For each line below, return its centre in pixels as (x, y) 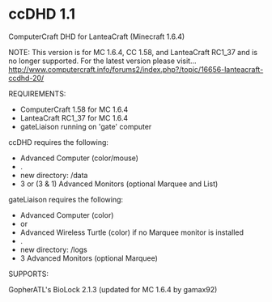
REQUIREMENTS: (37, 93)
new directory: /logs (53, 249)
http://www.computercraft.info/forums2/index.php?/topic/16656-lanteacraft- (136, 69)
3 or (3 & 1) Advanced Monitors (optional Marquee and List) (119, 184)
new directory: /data (54, 175)
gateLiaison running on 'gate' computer (86, 126)
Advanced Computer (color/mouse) (79, 158)
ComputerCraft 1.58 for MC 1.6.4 (74, 109)
